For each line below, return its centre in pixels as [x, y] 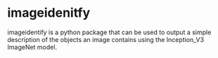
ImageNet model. [32, 47]
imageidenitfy [49, 13]
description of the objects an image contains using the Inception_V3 [106, 39]
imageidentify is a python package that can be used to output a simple [109, 32]
